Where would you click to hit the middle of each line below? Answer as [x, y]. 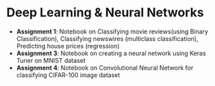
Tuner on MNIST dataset [51, 60]
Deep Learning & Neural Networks [105, 13]
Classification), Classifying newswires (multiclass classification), [107, 38]
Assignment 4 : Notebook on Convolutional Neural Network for [105, 68]
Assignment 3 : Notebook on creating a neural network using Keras [111, 53]
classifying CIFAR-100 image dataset [68, 75]
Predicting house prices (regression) [68, 46]
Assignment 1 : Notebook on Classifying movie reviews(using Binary [112, 31]
